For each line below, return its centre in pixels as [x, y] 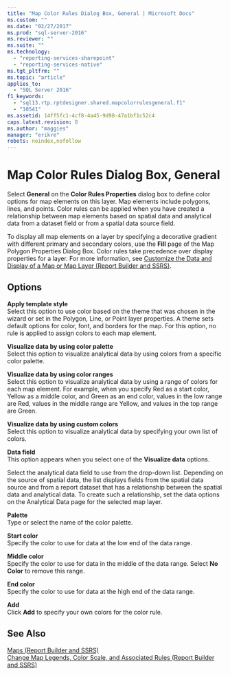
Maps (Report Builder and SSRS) [53, 650]
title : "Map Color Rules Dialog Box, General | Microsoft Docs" [101, 13]
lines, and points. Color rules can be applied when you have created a [106, 209]
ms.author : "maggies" [38, 128]
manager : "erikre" [33, 135]
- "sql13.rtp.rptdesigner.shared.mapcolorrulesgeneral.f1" [100, 103]
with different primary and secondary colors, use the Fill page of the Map [111, 244]
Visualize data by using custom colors [63, 424]
